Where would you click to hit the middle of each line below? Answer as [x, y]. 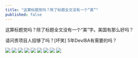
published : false [24, 15]
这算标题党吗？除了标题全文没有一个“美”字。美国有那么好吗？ [70, 30]
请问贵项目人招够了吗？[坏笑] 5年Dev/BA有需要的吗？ [61, 40]
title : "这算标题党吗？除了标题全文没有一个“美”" [52, 10]
